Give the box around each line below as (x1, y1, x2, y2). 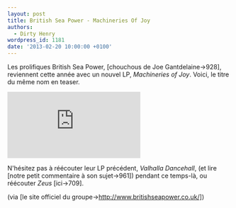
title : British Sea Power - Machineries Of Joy (7, 17, 151, 24)
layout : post (7, 10, 46, 18)
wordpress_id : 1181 (7, 37, 65, 44)
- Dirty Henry (13, 30, 55, 37)
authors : (7, 23, 33, 30)
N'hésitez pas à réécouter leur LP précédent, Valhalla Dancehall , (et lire (7, 164, 218, 172)
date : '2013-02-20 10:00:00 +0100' (7, 43, 113, 50)
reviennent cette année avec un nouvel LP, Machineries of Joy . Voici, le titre (7, 70, 230, 79)
